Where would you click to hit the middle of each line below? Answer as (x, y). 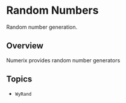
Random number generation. (42, 27)
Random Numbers (52, 10)
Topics (19, 79)
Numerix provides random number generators (63, 60)
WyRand (23, 94)
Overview (25, 46)
